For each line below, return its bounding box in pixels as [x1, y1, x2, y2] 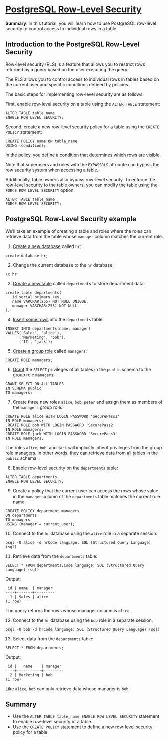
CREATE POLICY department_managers [5, 508, 80, 513]
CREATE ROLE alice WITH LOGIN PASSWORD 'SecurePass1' [5, 414, 120, 419]
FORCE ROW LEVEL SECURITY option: [5, 187, 75, 193]
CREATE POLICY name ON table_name [5, 139, 78, 144]
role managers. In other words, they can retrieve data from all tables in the [5, 450, 158, 456]
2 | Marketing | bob [10, 672, 53, 677]
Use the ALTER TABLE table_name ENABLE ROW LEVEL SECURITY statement [12, 713, 160, 719]
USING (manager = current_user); [5, 521, 75, 527]
